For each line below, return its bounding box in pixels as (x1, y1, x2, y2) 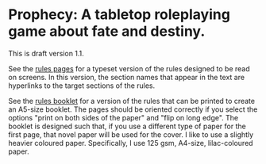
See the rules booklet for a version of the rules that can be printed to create (8, 96, 256, 105)
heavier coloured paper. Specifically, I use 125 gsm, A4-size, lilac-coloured (8, 138, 253, 147)
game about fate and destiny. (8, 22, 206, 40)
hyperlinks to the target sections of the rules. (8, 81, 156, 90)
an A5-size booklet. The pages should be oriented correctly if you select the (8, 105, 258, 114)
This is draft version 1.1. (8, 48, 85, 58)
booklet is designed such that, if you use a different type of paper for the (8, 121, 246, 131)
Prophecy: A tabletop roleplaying (8, 6, 230, 24)
